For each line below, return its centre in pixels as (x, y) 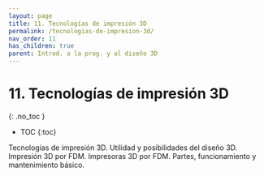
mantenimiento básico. (47, 165)
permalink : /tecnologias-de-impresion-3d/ (81, 31)
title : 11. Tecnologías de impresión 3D (78, 24)
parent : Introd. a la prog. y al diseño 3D (83, 54)
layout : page (30, 16)
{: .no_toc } (27, 116)
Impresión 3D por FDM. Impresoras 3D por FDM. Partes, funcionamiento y (132, 156)
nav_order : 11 (32, 39)
